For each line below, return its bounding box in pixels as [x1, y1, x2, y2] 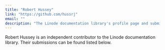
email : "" [5, 16, 26, 21]
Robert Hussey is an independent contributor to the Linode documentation [5, 34, 156, 40]
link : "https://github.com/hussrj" [5, 12, 78, 17]
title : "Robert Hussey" [5, 7, 54, 12]
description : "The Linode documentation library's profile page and [5, 21, 148, 26]
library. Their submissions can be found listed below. [5, 40, 112, 46]
